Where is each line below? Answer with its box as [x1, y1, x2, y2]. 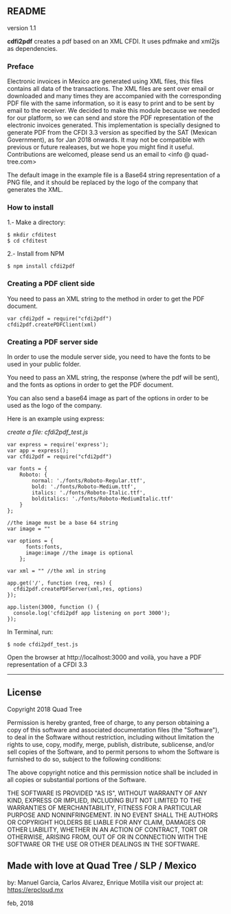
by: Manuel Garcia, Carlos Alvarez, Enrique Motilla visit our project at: [7, 878, 204, 886]
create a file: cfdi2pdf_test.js [7, 428, 88, 436]
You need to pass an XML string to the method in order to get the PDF [7, 294, 205, 303]
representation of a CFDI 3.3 [7, 660, 88, 668]
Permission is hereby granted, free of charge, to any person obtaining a [7, 718, 210, 726]
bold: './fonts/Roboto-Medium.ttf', [32, 483, 137, 490]
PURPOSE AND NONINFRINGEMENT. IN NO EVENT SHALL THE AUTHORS [7, 811, 219, 819]
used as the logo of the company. [7, 402, 102, 409]
